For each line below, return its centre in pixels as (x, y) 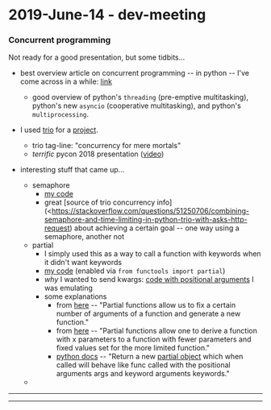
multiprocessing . (60, 114)
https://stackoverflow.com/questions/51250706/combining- (150, 211)
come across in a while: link (66, 81)
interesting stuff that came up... (72, 170)
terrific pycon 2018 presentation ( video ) (98, 154)
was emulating (68, 288)
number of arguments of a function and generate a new (148, 314)
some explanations (75, 296)
